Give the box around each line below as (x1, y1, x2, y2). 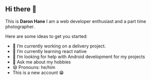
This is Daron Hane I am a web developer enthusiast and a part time (5, 18, 146, 24)
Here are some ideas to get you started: (5, 33, 88, 39)
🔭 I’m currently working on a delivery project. (12, 43, 106, 49)
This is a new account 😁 (12, 69, 64, 75)
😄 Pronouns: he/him (12, 64, 55, 70)
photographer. (5, 23, 35, 29)
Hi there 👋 (5, 5, 37, 13)
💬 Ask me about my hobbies (12, 58, 71, 65)
